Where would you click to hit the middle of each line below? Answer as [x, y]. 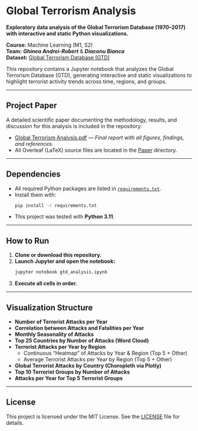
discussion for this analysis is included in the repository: [74, 126]
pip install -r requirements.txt [56, 205]
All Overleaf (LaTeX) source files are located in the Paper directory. [96, 150]
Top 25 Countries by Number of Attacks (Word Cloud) [82, 340]
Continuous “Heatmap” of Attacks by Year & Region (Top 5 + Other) [105, 353]
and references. [34, 143]
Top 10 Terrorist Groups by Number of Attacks [72, 372]
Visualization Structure [49, 307]
